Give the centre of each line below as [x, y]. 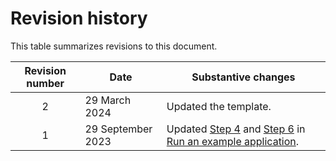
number [45, 83]
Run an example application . [233, 141]
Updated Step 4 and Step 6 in [236, 129]
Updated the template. [219, 106]
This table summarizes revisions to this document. [114, 46]
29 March [108, 100]
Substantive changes [243, 77]
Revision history [79, 18]
